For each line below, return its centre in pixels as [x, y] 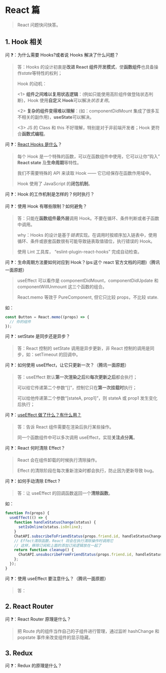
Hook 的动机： [32, 83]
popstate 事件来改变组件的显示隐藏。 [55, 637]
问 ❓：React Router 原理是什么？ [38, 619]
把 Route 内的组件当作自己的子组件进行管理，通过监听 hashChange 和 [88, 631]
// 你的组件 [20, 322]
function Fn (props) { [27, 513]
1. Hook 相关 [24, 42]
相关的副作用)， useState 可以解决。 [58, 117]
